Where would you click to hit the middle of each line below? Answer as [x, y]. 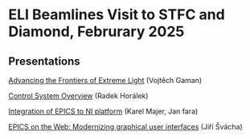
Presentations [44, 61]
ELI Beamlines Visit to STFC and [117, 15]
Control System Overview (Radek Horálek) [78, 96]
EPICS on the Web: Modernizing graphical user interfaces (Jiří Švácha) [125, 127]
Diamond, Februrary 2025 [96, 32]
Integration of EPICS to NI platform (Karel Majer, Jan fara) [103, 111]
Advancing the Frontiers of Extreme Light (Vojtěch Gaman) [105, 80]
